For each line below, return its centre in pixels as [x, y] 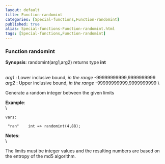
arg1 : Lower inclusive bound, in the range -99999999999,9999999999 [80, 78]
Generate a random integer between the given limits [60, 93]
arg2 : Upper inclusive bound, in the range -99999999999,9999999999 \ [82, 83]
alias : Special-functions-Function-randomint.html [60, 29]
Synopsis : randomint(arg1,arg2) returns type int [56, 62]
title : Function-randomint [34, 15]
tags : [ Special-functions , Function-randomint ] [56, 34]
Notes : [12, 136]
